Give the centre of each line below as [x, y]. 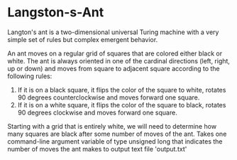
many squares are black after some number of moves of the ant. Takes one [117, 134]
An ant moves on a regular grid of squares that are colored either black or [115, 53]
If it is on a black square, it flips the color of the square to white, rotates [122, 90]
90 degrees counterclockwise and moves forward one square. [109, 97]
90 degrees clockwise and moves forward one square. [97, 112]
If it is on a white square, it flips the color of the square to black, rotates [122, 105]
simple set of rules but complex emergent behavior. [83, 39]
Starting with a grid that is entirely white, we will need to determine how [112, 126]
